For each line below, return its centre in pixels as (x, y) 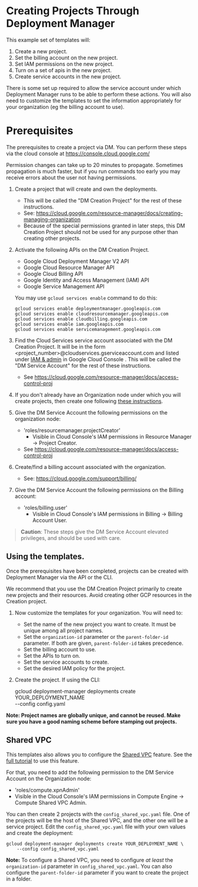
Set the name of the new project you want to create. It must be (100, 624)
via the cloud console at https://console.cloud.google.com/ (78, 153)
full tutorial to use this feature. (43, 761)
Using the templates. (45, 557)
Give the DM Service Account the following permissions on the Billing (99, 490)
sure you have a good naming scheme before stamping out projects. (92, 721)
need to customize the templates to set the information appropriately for (94, 100)
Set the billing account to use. (60, 649)
